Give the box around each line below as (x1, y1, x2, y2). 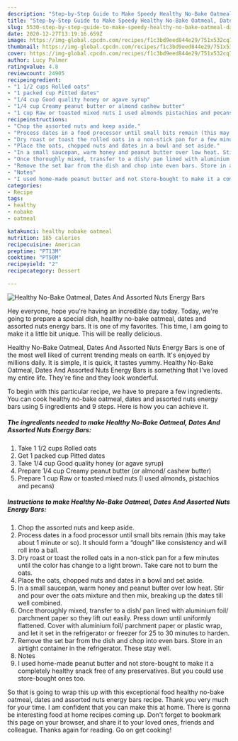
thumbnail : (7, 43, 40, 50)
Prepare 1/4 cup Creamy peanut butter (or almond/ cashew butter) (17, 466, 212, 475)
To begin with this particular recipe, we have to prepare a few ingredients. (7, 387, 223, 395)
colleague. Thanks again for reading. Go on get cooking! (7, 725, 172, 734)
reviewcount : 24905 (7, 70, 65, 77)
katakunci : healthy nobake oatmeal (7, 228, 113, 235)
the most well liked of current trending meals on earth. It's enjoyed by (7, 351, 210, 359)
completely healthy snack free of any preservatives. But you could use (17, 666, 224, 675)
